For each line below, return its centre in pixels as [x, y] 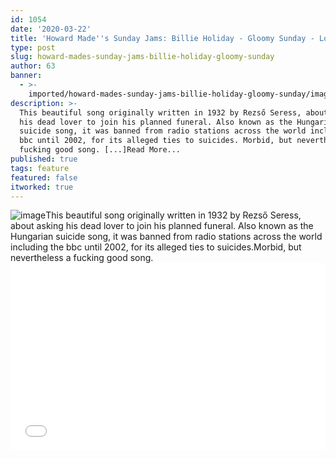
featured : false [44, 177]
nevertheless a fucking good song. [82, 258]
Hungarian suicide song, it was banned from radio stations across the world [166, 237]
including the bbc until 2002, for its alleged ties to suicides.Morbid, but [156, 247]
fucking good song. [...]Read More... [100, 150]
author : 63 [33, 66]
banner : [26, 76]
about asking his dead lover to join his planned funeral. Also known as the [162, 226]
